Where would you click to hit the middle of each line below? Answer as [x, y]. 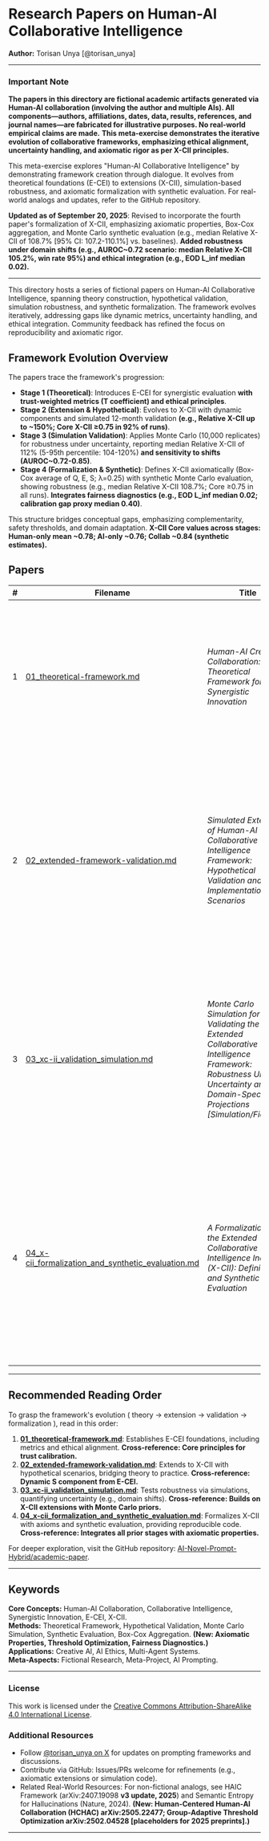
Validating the [233, 1023]
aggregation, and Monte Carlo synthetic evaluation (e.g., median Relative [128, 233]
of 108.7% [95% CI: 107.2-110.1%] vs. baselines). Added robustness [131, 241]
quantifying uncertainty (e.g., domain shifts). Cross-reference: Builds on [140, 1498]
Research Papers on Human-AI [113, 14]
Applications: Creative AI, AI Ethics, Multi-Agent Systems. [104, 1651]
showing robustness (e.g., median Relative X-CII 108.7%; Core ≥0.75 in [137, 487]
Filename [112, 593]
